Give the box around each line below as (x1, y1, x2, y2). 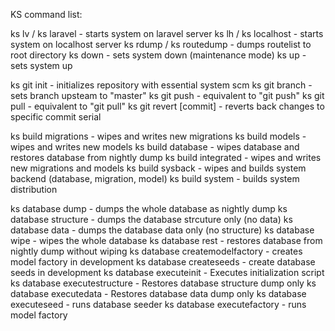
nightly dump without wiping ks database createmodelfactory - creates (10, 245, 303, 257)
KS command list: (10, 9, 83, 20)
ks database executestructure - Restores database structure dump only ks (10, 277, 317, 289)
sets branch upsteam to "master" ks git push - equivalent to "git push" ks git (10, 90, 325, 101)
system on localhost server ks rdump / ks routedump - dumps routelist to (10, 39, 312, 50)
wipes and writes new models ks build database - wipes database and (10, 141, 300, 153)
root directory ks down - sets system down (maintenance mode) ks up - (10, 49, 307, 61)
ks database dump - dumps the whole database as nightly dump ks (10, 203, 288, 214)
